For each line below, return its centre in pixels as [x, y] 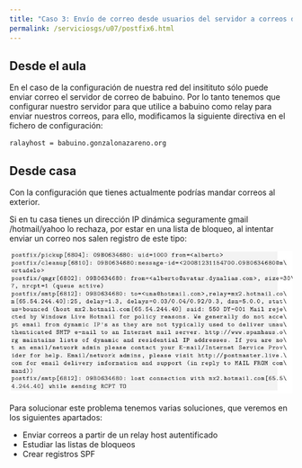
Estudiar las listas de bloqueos [79, 444]
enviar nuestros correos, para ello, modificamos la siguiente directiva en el [147, 116]
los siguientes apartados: [56, 417]
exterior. [25, 202]
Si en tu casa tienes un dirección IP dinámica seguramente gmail [129, 219]
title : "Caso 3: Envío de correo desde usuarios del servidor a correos [148, 19]
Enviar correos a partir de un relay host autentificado [120, 435]
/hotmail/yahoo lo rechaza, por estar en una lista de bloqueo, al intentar [142, 229]
